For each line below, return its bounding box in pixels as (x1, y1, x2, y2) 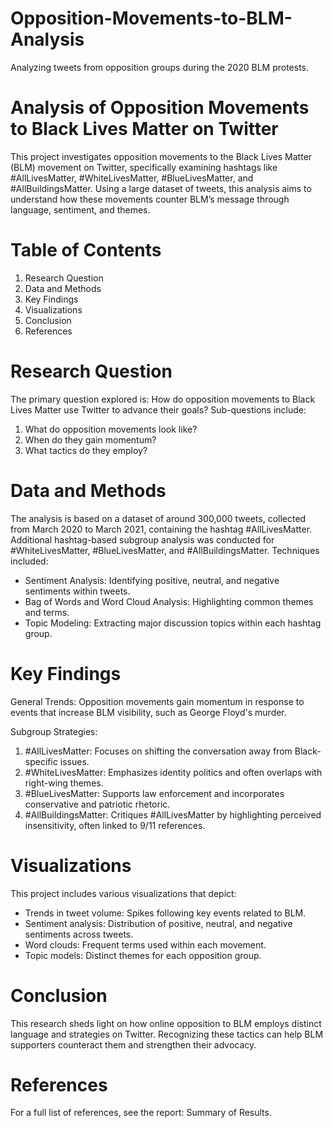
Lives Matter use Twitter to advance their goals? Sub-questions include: (10, 403, 307, 416)
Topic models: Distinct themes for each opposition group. (24, 949, 262, 961)
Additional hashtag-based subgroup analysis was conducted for (10, 533, 275, 546)
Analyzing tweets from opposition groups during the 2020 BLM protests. (10, 61, 310, 73)
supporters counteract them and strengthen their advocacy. (10, 1038, 257, 1051)
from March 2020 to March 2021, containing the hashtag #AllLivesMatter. (10, 523, 313, 535)
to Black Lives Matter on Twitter (10, 118, 279, 141)
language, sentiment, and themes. (10, 203, 151, 216)
